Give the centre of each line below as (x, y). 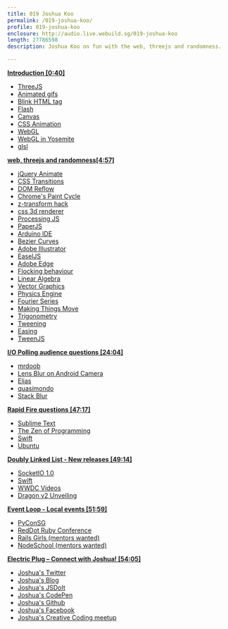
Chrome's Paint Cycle (49, 196)
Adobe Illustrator (42, 249)
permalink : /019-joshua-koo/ (50, 20)
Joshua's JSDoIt (41, 587)
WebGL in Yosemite (46, 139)
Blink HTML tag (40, 102)
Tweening (32, 324)
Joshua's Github (41, 603)
